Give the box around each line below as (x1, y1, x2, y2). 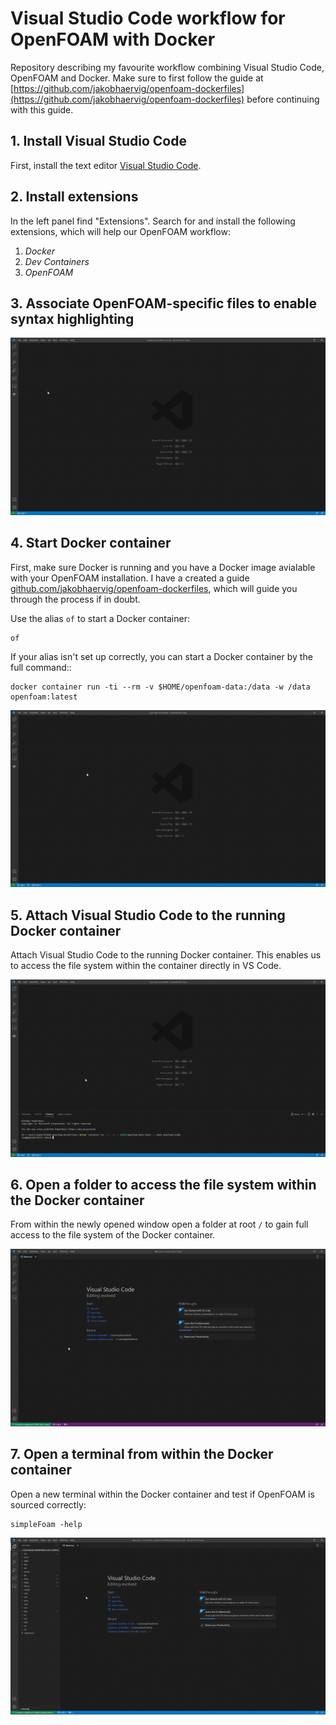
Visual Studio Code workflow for (10, 7, 286, 30)
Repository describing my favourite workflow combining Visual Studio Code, (10, 61, 325, 73)
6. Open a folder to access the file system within (10, 1176, 317, 1193)
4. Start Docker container (10, 535, 172, 552)
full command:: (10, 661, 72, 673)
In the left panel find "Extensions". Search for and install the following (10, 215, 296, 227)
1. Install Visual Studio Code (10, 133, 187, 150)
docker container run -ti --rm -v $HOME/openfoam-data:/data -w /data (10, 682, 311, 692)
